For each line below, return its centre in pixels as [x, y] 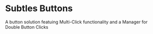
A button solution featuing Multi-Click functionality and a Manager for [76, 22]
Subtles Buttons [39, 8]
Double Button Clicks [27, 27]
